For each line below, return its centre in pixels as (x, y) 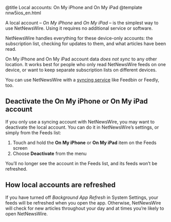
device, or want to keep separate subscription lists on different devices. (81, 70)
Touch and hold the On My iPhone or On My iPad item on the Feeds (84, 143)
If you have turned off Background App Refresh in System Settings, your (82, 197)
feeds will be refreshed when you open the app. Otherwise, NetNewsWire (83, 203)
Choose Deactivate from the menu (50, 153)
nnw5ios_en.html (23, 13)
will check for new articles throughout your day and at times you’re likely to (85, 208)
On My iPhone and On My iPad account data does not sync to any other (81, 59)
